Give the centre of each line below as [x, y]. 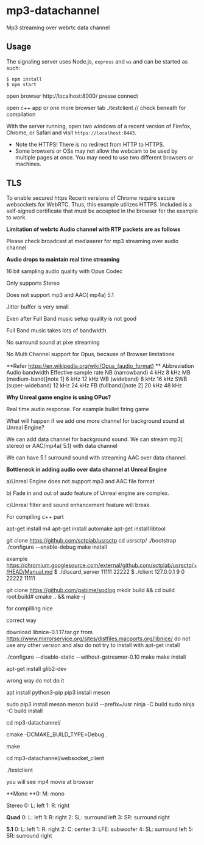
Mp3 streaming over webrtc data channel [58, 27]
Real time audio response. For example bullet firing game [78, 409]
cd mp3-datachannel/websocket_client [55, 758]
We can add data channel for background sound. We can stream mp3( [94, 439]
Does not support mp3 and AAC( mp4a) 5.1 [60, 294]
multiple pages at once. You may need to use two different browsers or [104, 157]
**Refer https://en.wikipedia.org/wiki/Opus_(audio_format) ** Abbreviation [100, 366]
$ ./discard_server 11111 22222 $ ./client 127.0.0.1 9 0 [119, 571]
